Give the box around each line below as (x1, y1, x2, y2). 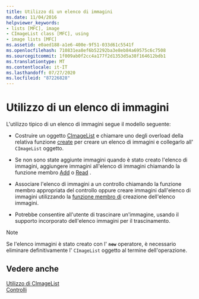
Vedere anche (6, 264, 59, 274)
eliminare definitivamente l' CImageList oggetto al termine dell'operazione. (6, 247, 187, 254)
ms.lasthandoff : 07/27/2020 (6, 70, 76, 76)
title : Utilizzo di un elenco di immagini (6, 8, 113, 15)
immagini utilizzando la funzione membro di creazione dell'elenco (14, 193, 176, 200)
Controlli (6, 286, 27, 293)
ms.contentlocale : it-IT (6, 64, 68, 70)
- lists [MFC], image (6, 25, 60, 32)
